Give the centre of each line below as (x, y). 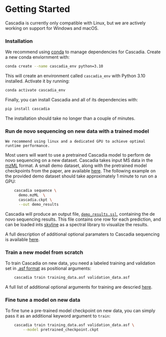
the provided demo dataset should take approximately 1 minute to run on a (81, 176)
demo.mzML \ (32, 195)
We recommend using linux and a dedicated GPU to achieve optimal (75, 142)
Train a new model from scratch (44, 252)
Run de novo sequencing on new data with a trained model (77, 131)
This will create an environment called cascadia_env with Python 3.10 (75, 76)
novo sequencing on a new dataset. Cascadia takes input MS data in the (79, 161)
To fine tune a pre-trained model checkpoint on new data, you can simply (80, 311)
